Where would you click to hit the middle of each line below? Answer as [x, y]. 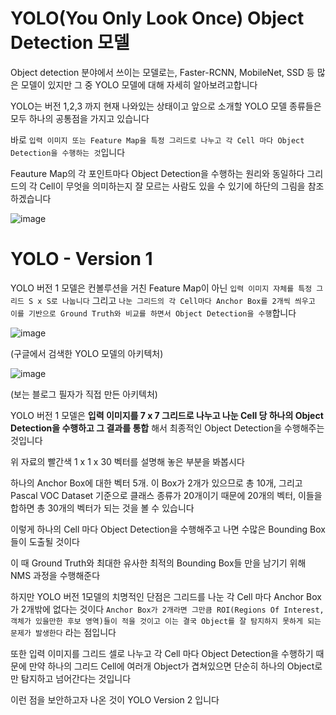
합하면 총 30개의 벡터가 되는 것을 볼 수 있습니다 [102, 508]
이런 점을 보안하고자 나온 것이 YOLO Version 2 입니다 [115, 699]
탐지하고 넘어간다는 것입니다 [76, 678]
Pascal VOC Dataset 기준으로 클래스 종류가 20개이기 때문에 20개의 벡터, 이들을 [166, 495]
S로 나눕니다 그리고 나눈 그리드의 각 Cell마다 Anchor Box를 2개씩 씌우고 [181, 300]
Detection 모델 [70, 43]
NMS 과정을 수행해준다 [55, 575]
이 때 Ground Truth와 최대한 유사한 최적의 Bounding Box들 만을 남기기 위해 [158, 563]
